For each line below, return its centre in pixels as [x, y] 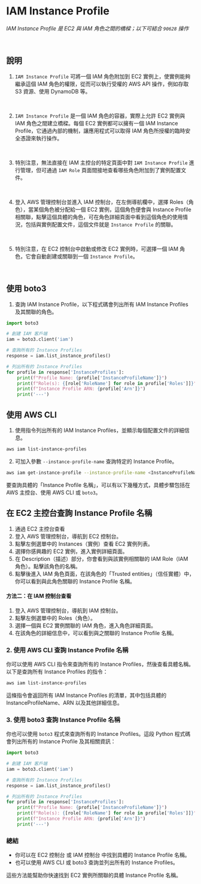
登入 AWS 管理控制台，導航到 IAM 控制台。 [68, 611]
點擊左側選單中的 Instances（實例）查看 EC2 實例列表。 [84, 543]
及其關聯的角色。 [36, 312]
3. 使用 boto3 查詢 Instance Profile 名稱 [63, 720]
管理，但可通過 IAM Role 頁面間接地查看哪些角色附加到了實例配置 [100, 170]
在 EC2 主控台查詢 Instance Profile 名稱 [79, 513]
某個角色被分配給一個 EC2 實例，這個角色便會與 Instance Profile [112, 209]
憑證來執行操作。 [41, 138]
